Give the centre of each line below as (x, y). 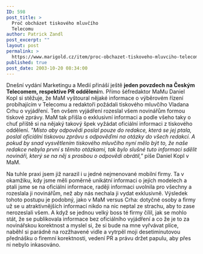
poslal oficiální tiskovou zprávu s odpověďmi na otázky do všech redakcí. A (101, 137)
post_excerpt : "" (28, 40)
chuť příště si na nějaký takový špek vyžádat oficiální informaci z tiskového (99, 124)
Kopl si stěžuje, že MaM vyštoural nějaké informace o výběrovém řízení (95, 98)
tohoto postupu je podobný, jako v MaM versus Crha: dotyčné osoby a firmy (101, 200)
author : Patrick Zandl (35, 34)
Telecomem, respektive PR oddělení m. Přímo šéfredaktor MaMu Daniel (96, 92)
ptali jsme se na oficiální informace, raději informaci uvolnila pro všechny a (99, 187)
